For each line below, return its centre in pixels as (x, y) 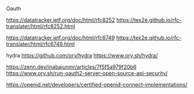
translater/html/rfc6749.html (41, 44)
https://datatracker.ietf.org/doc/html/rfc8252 (61, 20)
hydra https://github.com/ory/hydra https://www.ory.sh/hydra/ (82, 55)
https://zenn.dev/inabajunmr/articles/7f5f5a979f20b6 (71, 67)
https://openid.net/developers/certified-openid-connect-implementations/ (97, 85)
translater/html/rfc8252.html (41, 26)
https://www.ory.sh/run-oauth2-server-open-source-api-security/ (87, 73)
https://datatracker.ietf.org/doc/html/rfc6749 (61, 38)
